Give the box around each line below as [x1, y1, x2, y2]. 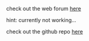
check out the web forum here [6, 5, 81, 12]
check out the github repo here [6, 28, 83, 35]
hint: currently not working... [6, 17, 76, 23]
